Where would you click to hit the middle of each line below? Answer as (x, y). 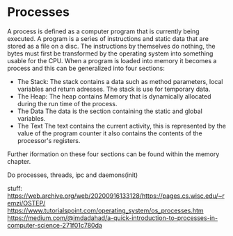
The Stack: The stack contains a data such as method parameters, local (120, 81)
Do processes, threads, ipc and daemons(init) (73, 175)
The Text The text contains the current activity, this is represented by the (121, 126)
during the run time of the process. (67, 103)
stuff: (15, 188)
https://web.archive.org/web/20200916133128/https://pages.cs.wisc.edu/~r (116, 196)
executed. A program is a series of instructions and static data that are (108, 38)
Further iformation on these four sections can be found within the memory (113, 154)
